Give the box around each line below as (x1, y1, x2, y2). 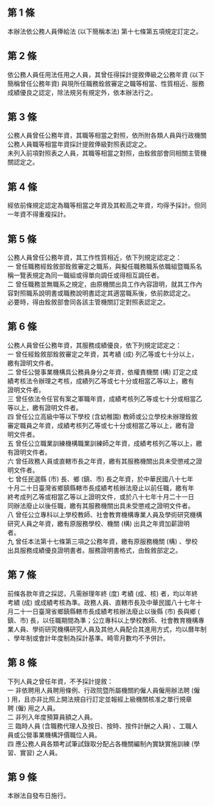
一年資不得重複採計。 (7, 210, 70, 219)
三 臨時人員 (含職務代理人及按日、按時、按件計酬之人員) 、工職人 (7, 721, 198, 730)
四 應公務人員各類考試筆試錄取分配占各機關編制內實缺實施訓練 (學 (7, 739, 200, 748)
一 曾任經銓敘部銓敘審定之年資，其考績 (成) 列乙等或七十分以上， (7, 350, 198, 358)
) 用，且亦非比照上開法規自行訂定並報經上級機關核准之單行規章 (7, 695, 193, 703)
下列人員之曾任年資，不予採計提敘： (7, 677, 114, 685)
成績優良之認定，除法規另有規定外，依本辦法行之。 (7, 88, 157, 96)
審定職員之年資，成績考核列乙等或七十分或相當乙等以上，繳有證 (7, 421, 194, 429)
